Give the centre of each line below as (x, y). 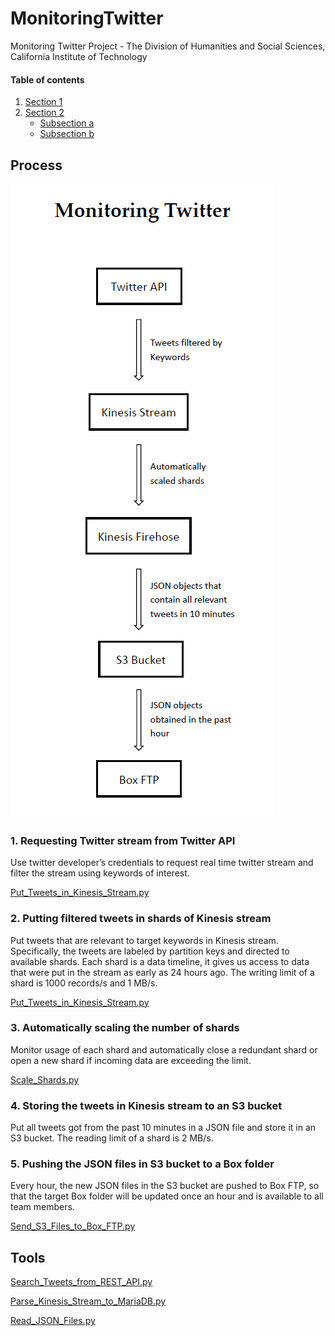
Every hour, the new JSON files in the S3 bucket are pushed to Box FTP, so (165, 1186)
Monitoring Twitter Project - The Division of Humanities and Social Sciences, (168, 46)
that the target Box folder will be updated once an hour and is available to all (167, 1196)
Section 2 (44, 113)
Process (36, 165)
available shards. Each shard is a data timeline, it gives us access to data (160, 961)
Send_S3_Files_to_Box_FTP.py (73, 1226)
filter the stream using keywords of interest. (100, 873)
